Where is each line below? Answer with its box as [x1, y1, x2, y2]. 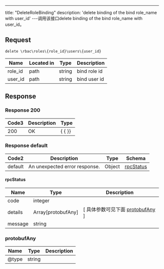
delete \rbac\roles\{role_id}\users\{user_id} [5, 49, 102, 54]
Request [5, 36, 31, 44]
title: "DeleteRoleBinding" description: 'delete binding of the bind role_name [5, 10, 157, 15]
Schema [126, 154, 146, 161]
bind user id [77, 76, 104, 82]
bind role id [77, 68, 103, 75]
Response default [5, 142, 48, 149]
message [7, 220, 29, 227]
